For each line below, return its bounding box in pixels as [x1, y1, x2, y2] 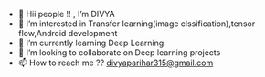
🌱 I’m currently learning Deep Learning [17, 37, 164, 48]
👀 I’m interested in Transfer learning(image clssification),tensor [17, 18, 256, 29]
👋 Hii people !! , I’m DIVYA [17, 9, 116, 19]
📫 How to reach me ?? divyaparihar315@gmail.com [17, 57, 214, 68]
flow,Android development [17, 28, 118, 38]
